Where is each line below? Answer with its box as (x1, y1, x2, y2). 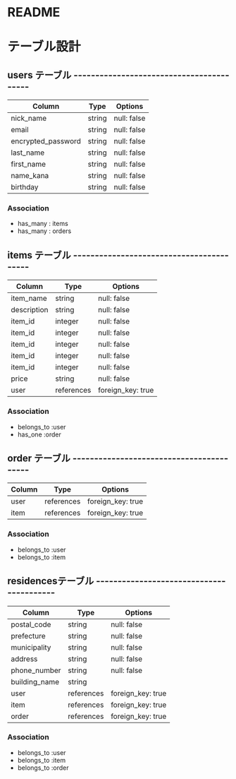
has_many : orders (17, 227, 72, 235)
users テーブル (7, 69, 72, 81)
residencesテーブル (7, 575, 94, 587)
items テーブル (7, 249, 72, 261)
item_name (11, 294, 47, 304)
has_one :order (17, 430, 61, 439)
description (11, 305, 49, 315)
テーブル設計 (7, 39, 81, 55)
